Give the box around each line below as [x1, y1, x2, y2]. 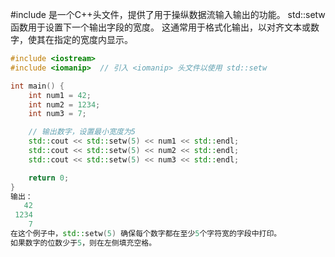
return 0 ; [28, 173, 70, 183]
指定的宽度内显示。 [53, 34, 133, 45]
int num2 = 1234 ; [28, 99, 101, 110]
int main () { [10, 81, 65, 91]
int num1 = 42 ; [28, 90, 92, 100]
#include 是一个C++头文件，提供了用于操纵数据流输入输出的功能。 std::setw [10, 9, 326, 20]
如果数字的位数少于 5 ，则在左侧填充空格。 [10, 238, 157, 248]
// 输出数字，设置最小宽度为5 [28, 127, 136, 137]
